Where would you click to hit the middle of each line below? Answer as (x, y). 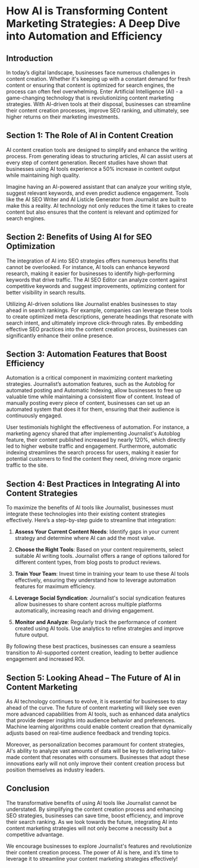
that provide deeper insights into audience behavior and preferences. (91, 720)
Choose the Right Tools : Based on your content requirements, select (99, 549)
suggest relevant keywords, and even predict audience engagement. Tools (97, 193)
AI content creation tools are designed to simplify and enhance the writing (97, 149)
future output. (31, 635)
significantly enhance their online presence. (60, 335)
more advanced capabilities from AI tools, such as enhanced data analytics (98, 714)
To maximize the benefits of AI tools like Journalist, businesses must (90, 508)
